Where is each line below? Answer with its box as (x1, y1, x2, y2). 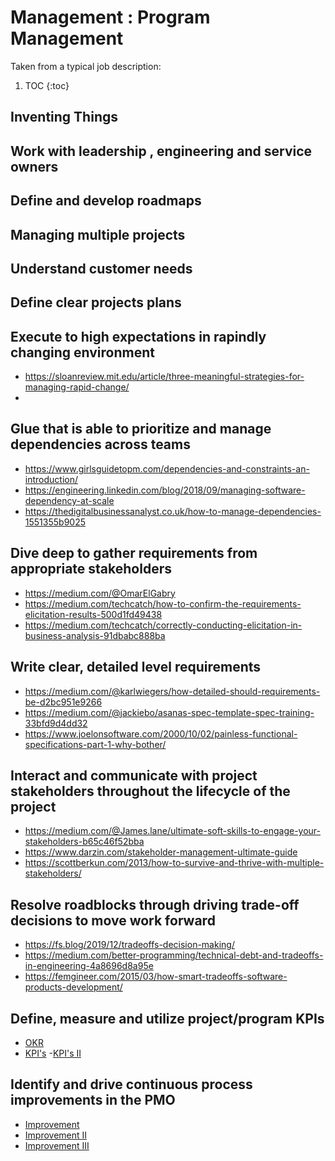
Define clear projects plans (10, 294, 182, 311)
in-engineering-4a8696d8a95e (24, 960, 154, 972)
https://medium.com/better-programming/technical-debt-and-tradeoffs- (24, 949, 324, 961)
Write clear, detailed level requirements (10, 659, 262, 676)
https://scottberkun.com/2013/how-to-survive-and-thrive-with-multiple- (24, 857, 325, 869)
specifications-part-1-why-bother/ (24, 738, 167, 750)
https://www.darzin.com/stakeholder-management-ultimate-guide (24, 846, 298, 858)
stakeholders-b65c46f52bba (24, 836, 145, 848)
